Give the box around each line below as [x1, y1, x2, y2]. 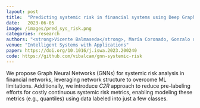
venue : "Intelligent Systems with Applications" [6, 42, 129, 48]
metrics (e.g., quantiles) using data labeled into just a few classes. [6, 95, 168, 102]
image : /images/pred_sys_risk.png [6, 25, 92, 32]
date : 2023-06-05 [6, 20, 55, 26]
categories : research [6, 31, 60, 37]
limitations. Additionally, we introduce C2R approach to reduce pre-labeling [6, 82, 190, 90]
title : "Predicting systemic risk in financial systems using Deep [6, 14, 180, 20]
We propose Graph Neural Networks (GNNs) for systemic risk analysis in [6, 69, 185, 76]
